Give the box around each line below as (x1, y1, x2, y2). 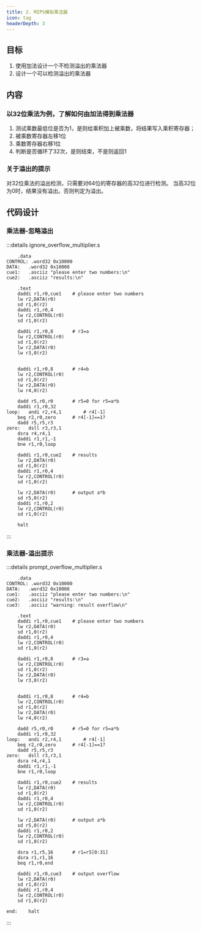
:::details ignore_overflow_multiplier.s (6, 241, 100, 249)
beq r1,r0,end (17, 860, 53, 867)
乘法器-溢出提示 (6, 549, 54, 558)
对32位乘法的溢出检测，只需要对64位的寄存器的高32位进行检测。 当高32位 (6, 179, 196, 187)
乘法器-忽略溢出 (6, 227, 54, 235)
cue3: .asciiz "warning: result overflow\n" (6, 602, 128, 609)
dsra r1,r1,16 (17, 855, 53, 861)
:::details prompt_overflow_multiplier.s (6, 563, 103, 571)
